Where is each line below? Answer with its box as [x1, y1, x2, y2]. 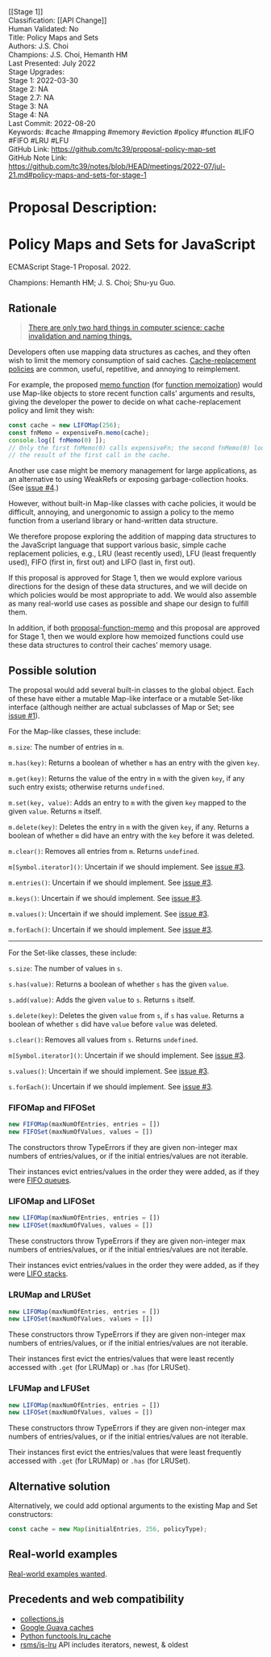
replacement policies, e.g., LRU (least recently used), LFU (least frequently [8, 549, 256, 559]
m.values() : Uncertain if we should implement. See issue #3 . [8, 909, 210, 919]
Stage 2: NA [8, 84, 48, 94]
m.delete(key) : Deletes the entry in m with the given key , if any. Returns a [8, 822, 250, 832]
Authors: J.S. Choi [8, 41, 69, 51]
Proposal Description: [8, 198, 157, 217]
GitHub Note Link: [8, 153, 68, 163]
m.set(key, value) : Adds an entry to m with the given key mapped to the [8, 798, 247, 808]
